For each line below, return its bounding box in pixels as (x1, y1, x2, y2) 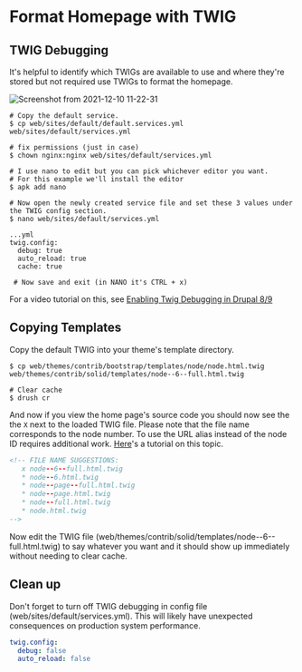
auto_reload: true (17, 254, 88, 263)
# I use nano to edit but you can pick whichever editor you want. (9, 167, 269, 176)
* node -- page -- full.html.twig (21, 481, 136, 491)
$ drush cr (9, 393, 51, 403)
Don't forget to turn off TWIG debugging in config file (9, 600, 208, 611)
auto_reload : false (17, 655, 91, 664)
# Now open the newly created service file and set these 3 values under (9, 199, 294, 208)
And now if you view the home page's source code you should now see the (9, 409, 290, 420)
